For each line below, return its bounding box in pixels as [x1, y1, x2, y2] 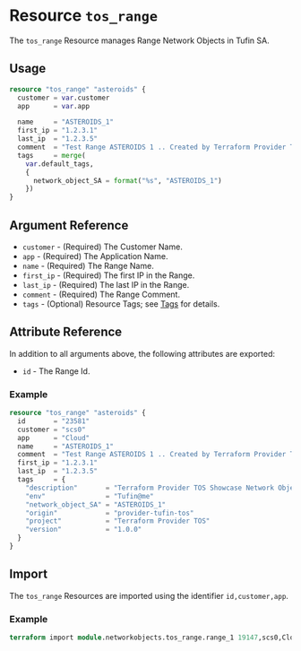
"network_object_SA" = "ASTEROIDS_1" [25, 499, 167, 509]
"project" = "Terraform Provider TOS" [25, 516, 211, 525]
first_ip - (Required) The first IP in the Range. [21, 270, 195, 281]
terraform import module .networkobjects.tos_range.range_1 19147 [9, 633, 258, 642]
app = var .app [17, 101, 90, 110]
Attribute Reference [9, 325, 123, 340]
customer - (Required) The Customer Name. [21, 241, 184, 252]
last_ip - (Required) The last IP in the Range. [21, 279, 190, 290]
